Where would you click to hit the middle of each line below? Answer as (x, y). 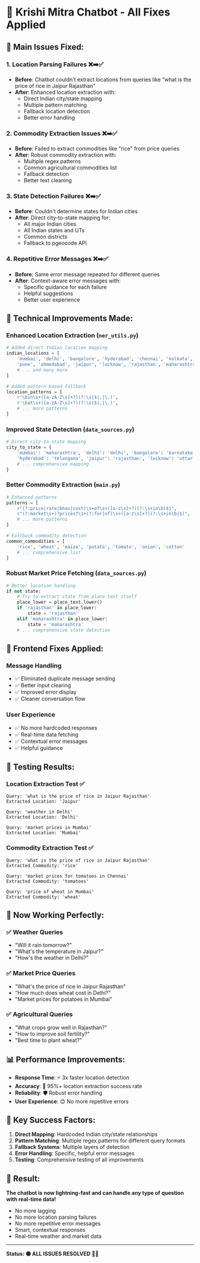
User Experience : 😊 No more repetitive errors (72, 1101)
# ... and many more (42, 370)
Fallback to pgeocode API (55, 243)
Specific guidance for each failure (65, 287)
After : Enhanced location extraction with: (65, 92)
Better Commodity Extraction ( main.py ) (63, 485)
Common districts (45, 237)
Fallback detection (46, 174)
